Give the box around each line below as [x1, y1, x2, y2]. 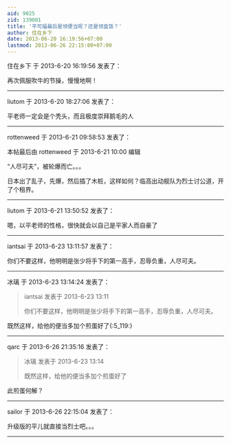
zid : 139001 [7, 16, 41, 23]
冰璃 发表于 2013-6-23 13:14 [23, 357, 104, 365]
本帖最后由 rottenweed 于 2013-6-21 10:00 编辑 [7, 148, 141, 155]
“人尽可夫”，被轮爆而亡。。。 [7, 162, 85, 170]
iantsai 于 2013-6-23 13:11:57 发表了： [7, 242, 115, 250]
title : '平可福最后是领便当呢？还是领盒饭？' [7, 23, 122, 30]
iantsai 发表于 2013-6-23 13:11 [23, 293, 109, 300]
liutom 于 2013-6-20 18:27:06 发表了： [7, 98, 116, 105]
